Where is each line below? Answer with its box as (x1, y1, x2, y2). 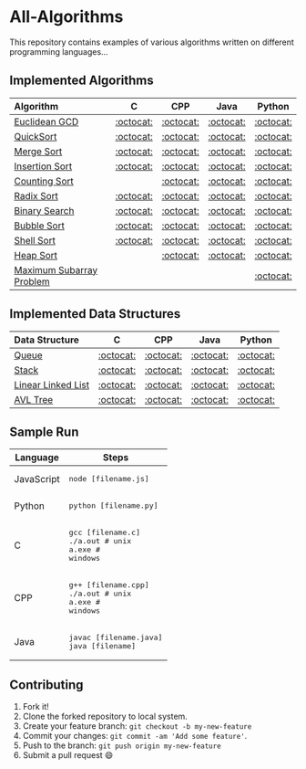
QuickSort (14, 130, 57, 142)
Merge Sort (14, 144, 63, 157)
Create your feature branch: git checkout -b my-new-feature (22, 721, 252, 732)
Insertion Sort (14, 160, 73, 173)
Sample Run (9, 424, 79, 439)
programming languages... (9, 46, 108, 57)
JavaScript (14, 472, 61, 485)
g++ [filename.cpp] (68, 580, 150, 590)
